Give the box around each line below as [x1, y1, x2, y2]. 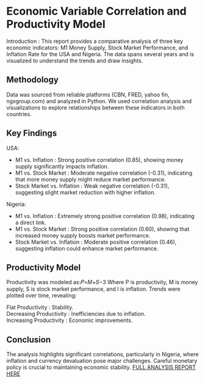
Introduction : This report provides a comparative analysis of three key [6, 37, 183, 45]
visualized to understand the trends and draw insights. [6, 57, 143, 64]
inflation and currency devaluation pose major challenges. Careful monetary [6, 357, 198, 365]
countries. [6, 110, 32, 117]
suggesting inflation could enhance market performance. [15, 244, 159, 252]
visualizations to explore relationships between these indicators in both [6, 104, 185, 111]
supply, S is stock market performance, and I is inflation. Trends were [6, 285, 181, 293]
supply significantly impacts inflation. [15, 162, 109, 170]
